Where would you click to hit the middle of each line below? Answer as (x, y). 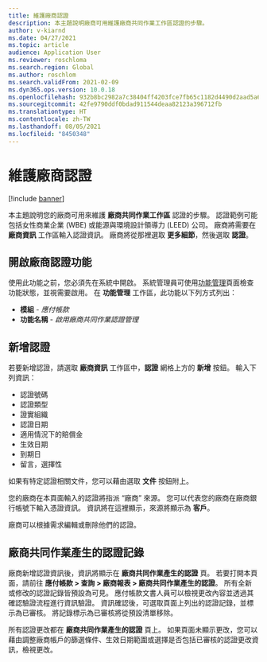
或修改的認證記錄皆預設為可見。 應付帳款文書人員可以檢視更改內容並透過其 (131, 593)
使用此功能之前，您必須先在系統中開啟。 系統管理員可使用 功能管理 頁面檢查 (131, 282)
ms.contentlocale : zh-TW (49, 119)
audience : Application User (55, 53)
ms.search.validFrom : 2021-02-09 (64, 82)
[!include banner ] (37, 198)
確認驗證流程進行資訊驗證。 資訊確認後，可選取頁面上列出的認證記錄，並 (128, 603)
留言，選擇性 (41, 464)
